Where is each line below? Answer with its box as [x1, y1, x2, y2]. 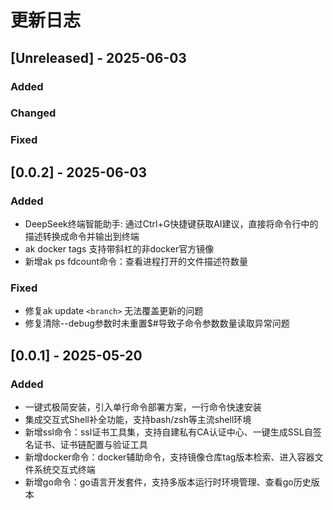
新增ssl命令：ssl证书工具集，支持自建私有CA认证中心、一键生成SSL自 [24, 426, 313, 438]
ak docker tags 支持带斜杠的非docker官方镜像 [24, 243, 215, 255]
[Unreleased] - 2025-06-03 [10, 49, 187, 66]
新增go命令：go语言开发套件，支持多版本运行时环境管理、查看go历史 [24, 476, 312, 488]
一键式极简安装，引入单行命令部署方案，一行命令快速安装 [24, 401, 262, 413]
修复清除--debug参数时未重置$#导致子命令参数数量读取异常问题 [24, 317, 290, 330]
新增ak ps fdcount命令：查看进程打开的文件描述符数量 [24, 256, 249, 268]
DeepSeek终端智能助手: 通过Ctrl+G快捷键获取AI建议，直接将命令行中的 [24, 218, 319, 230]
